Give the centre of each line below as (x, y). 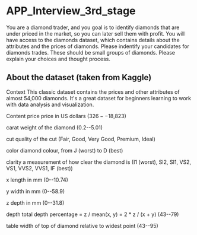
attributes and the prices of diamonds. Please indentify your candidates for (98, 46)
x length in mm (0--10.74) (37, 180)
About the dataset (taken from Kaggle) (79, 77)
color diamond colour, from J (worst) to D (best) (65, 150)
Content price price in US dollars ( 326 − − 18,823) (66, 116)
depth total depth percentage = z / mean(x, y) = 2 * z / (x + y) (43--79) (93, 214)
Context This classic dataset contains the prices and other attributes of (93, 92)
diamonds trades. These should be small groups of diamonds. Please (91, 52)
